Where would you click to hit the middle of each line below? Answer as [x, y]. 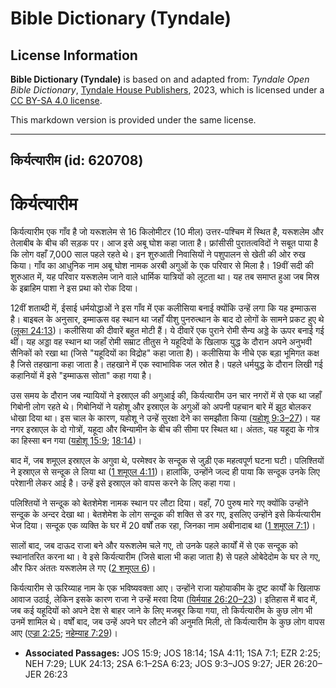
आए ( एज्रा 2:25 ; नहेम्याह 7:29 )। [64, 633]
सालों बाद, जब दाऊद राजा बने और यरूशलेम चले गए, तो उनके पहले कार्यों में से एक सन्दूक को [154, 546]
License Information [74, 55]
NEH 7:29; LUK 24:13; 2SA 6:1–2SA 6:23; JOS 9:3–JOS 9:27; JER [158, 664]
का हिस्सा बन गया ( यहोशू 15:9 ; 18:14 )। [76, 441]
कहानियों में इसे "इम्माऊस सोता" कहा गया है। [81, 376]
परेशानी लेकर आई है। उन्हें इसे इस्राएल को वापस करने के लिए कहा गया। [123, 483]
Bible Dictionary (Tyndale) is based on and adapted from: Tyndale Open [160, 79]
